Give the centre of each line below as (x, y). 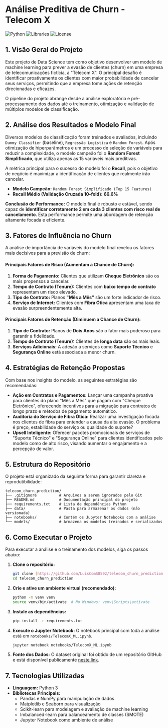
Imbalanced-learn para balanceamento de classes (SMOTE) (82, 715)
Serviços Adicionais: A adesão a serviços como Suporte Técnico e (82, 346)
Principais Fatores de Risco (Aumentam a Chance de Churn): (70, 264)
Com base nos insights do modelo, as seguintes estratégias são (71, 380)
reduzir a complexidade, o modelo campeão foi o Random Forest (72, 153)
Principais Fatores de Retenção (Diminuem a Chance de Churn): (73, 319)
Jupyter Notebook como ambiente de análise (66, 720)
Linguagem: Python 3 (35, 688)
